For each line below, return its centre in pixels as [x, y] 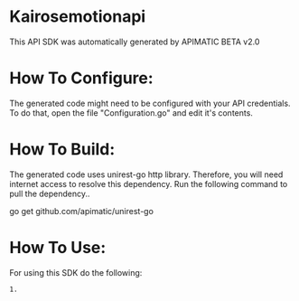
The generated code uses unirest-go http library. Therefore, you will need [146, 174]
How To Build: [62, 150]
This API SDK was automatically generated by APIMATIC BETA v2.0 [135, 42]
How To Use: [58, 248]
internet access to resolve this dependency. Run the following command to [149, 183]
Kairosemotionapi [78, 17]
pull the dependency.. [50, 193]
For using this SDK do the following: [76, 272]
